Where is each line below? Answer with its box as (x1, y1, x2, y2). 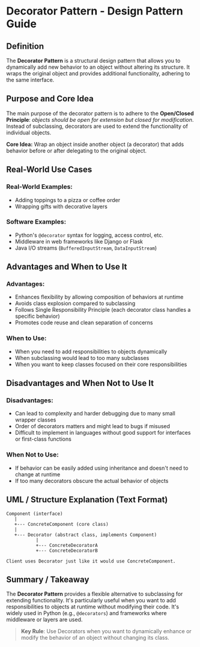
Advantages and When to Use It (6, 262, 127, 272)
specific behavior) (14, 312, 60, 320)
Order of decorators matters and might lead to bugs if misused (14, 423, 170, 430)
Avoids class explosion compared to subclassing (14, 300, 136, 307)
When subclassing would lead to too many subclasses (14, 354, 150, 361)
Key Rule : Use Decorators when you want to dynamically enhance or (20, 628, 192, 635)
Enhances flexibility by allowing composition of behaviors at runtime (14, 294, 184, 301)
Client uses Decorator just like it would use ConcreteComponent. (6, 558, 176, 564)
